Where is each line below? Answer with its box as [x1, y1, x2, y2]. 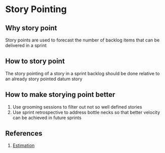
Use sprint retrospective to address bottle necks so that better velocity [12, 109, 160, 115]
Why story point [5, 24, 57, 32]
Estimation [12, 142, 35, 148]
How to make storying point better [5, 90, 115, 99]
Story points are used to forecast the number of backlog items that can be [5, 37, 160, 43]
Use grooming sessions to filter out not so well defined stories [12, 104, 143, 110]
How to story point [5, 57, 65, 66]
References [5, 129, 43, 138]
